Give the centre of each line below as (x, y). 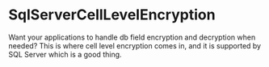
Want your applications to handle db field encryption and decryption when (132, 37)
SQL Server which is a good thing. (65, 54)
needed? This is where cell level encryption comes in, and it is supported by (134, 45)
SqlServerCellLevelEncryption (112, 15)
